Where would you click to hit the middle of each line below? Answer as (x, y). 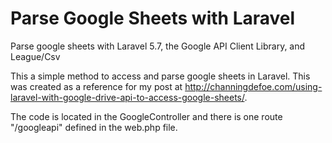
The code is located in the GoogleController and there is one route (146, 116)
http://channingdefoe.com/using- (253, 86)
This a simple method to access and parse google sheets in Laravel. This (160, 76)
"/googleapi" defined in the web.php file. (94, 127)
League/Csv (35, 56)
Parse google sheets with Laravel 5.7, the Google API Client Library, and (158, 46)
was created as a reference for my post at (96, 86)
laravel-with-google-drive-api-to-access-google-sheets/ (127, 97)
